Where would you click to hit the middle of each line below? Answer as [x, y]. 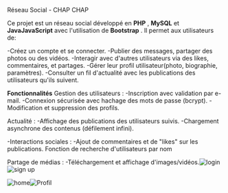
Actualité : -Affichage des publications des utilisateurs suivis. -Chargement [113, 121]
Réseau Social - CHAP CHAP [48, 10]
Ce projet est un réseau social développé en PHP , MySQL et [93, 23]
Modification [25, 108]
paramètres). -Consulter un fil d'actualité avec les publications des [101, 73]
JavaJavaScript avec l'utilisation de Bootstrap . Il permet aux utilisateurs [111, 30]
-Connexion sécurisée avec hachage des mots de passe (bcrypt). [115, 101]
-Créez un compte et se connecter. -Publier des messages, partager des [110, 51]
